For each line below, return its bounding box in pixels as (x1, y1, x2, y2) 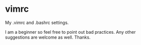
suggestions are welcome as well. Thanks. (5, 34, 91, 40)
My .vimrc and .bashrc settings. (5, 20, 69, 25)
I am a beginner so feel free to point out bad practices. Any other (5, 29, 136, 35)
